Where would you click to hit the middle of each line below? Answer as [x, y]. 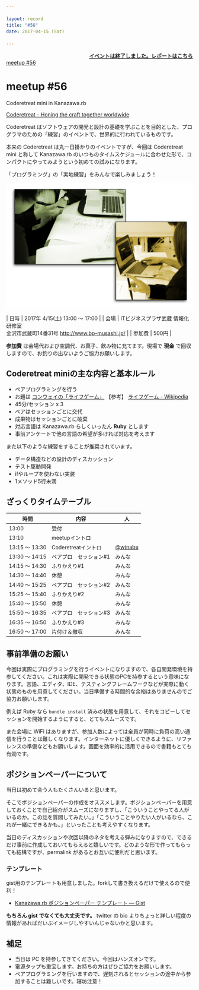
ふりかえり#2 [68, 594]
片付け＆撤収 [67, 631]
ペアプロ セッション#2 [81, 584]
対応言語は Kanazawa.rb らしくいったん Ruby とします [82, 426]
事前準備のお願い [37, 654]
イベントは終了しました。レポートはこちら [141, 56]
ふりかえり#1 [68, 566]
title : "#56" [22, 25]
